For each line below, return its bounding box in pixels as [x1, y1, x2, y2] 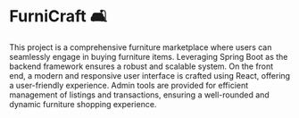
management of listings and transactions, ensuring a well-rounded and [9, 89, 270, 100]
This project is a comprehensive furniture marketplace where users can [9, 41, 272, 53]
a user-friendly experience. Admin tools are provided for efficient [9, 80, 249, 90]
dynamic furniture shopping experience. [9, 98, 157, 109]
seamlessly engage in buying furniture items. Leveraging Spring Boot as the [9, 51, 288, 62]
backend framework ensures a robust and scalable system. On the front [9, 61, 274, 72]
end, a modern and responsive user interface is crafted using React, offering [9, 70, 291, 80]
